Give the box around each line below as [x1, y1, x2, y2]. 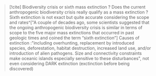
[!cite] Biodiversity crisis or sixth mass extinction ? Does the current [9, 4, 146, 10]
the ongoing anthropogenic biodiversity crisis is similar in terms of [9, 25, 143, 30]
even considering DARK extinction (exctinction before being [9, 61, 130, 66]
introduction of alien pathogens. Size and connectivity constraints [9, 50, 142, 56]
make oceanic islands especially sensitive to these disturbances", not [9, 56, 150, 61]
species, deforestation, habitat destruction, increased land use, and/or [9, 46, 151, 51]
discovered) [9, 66, 34, 72]
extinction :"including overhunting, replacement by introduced [9, 40, 134, 46]
